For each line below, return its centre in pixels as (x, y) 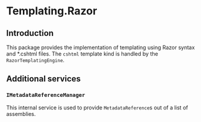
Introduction (30, 33)
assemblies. (21, 114)
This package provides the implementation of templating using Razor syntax (100, 47)
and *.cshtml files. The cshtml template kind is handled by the (82, 54)
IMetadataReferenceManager (46, 95)
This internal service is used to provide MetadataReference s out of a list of (97, 107)
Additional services (44, 79)
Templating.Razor (52, 11)
